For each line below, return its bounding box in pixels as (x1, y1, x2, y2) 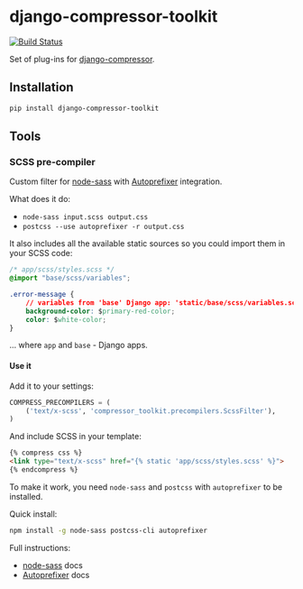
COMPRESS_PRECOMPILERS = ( (9, 398, 111, 407)
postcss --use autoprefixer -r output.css (22, 223, 185, 232)
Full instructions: (9, 542, 71, 553)
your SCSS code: (9, 248, 73, 259)
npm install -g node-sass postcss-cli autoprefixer (9, 526, 207, 535)
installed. (9, 491, 43, 502)
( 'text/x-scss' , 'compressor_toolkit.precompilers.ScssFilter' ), (25, 406, 277, 416)
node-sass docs (22, 559, 83, 570)
